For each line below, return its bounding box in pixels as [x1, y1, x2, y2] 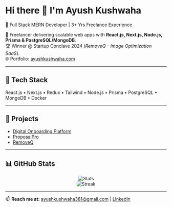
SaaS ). [5, 50, 20, 56]
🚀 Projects [5, 115, 39, 123]
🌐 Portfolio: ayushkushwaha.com [5, 55, 75, 62]
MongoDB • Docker [5, 95, 47, 101]
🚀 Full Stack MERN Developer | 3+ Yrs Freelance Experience [5, 22, 133, 28]
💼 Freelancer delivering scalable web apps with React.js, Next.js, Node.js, [5, 31, 163, 37]
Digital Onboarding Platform [12, 128, 72, 134]
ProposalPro [12, 134, 39, 140]
